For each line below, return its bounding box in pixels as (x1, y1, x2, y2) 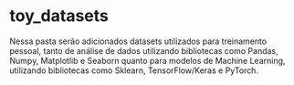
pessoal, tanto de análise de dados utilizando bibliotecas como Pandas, (9, 45, 278, 56)
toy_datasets (9, 5, 110, 27)
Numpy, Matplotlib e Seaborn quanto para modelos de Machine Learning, (9, 55, 286, 66)
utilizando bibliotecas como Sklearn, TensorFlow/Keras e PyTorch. (9, 65, 258, 76)
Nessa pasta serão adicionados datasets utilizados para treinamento (9, 36, 268, 47)
